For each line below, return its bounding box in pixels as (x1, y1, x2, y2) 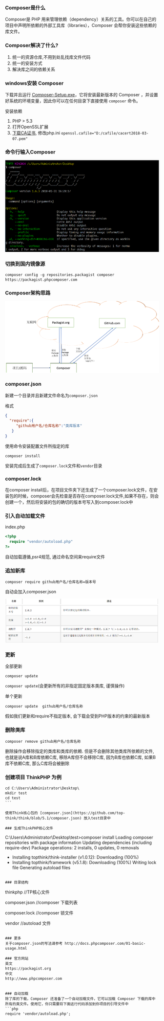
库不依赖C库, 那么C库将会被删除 (5, 760, 70, 766)
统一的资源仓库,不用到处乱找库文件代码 (12, 54, 91, 60)
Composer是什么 (5, 4, 46, 11)
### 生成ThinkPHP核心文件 (5, 826, 54, 831)
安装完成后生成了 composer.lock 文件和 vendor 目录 (5, 463, 102, 468)
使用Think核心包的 (5, 811, 38, 816)
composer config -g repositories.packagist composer (5, 272, 115, 277)
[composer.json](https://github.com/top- (40, 811, 125, 816)
